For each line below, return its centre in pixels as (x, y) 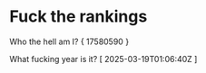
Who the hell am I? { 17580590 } (69, 41)
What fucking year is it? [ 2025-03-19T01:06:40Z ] (103, 59)
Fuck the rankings (78, 17)
